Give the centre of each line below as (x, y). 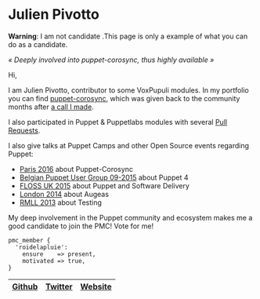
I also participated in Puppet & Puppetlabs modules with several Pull (118, 122)
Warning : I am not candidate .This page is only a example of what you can (128, 36)
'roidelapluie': (42, 247)
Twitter (59, 286)
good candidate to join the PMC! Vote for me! (81, 226)
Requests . (24, 130)
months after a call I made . (51, 107)
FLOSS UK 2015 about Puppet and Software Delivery (105, 185)
